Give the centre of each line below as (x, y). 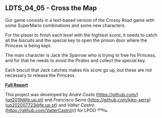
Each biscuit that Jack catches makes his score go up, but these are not (79, 70)
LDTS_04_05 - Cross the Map (51, 8)
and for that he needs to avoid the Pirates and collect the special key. (76, 60)
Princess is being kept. (28, 45)
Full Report (17, 85)
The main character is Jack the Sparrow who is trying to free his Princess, (81, 55)
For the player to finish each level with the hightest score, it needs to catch (81, 35)
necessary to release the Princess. (40, 75)
